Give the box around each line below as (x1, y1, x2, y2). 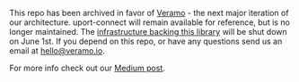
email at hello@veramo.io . (9, 45, 105, 56)
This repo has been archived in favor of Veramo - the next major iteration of (9, 8, 289, 18)
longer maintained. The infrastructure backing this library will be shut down (9, 27, 287, 37)
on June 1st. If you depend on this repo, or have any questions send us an (9, 36, 283, 46)
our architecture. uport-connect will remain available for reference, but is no (9, 17, 290, 28)
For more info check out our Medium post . (9, 62, 166, 73)
